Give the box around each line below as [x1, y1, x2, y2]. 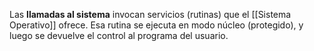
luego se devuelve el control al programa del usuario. [9, 30, 229, 41]
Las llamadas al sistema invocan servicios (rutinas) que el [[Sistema [9, 9, 292, 20]
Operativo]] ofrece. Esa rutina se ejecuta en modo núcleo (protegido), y [9, 19, 304, 31]
